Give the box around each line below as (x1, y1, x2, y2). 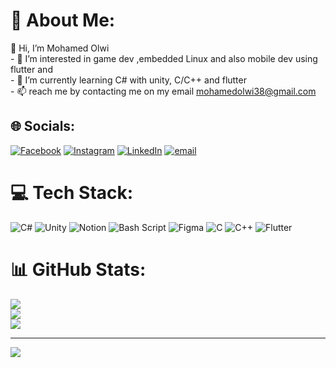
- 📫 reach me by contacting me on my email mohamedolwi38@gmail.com (10, 85, 317, 97)
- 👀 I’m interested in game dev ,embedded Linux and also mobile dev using (10, 52, 318, 64)
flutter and (10, 63, 53, 75)
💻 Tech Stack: (10, 181, 134, 204)
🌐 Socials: (10, 118, 76, 135)
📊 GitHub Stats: (10, 258, 147, 281)
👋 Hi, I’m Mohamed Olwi (10, 42, 110, 54)
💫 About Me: (10, 9, 116, 32)
